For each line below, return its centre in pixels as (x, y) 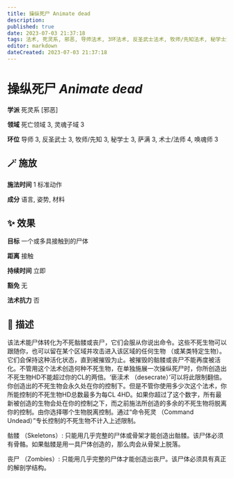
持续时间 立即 (26, 271)
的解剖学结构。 (29, 468)
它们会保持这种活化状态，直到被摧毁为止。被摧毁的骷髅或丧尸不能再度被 (111, 360)
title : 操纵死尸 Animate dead (49, 14)
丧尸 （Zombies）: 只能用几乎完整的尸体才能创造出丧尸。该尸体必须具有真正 (117, 459)
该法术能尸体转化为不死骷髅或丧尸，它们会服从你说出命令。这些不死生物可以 (117, 342)
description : (26, 20)
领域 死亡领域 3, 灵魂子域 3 (46, 124)
